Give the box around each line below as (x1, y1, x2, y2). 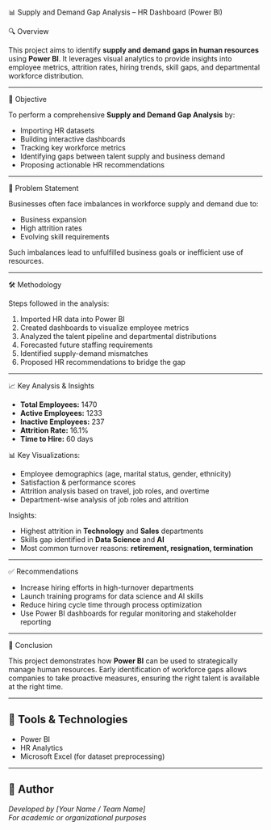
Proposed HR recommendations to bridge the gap (19, 358, 186, 366)
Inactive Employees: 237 (19, 417, 105, 426)
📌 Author (8, 782, 54, 796)
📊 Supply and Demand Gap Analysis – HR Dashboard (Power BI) (8, 7, 223, 17)
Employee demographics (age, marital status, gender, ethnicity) (19, 469, 231, 478)
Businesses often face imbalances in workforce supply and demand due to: (8, 199, 259, 209)
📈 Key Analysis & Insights (8, 381, 95, 391)
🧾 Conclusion (8, 641, 53, 650)
